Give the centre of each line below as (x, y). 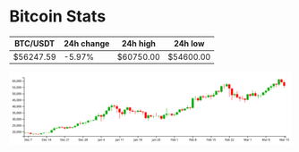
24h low (189, 44)
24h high (139, 44)
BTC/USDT (35, 44)
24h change (87, 44)
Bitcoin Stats (58, 17)
